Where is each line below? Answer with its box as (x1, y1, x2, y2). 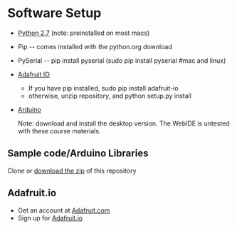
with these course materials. (17, 126, 101, 135)
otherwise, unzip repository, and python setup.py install (28, 91, 192, 100)
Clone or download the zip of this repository (7, 166, 137, 175)
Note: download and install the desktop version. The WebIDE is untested (17, 119, 230, 128)
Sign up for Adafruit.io (17, 213, 83, 222)
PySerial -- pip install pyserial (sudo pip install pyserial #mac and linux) (17, 56, 226, 65)
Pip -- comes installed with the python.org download (17, 42, 172, 51)
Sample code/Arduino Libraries (7, 148, 149, 160)
